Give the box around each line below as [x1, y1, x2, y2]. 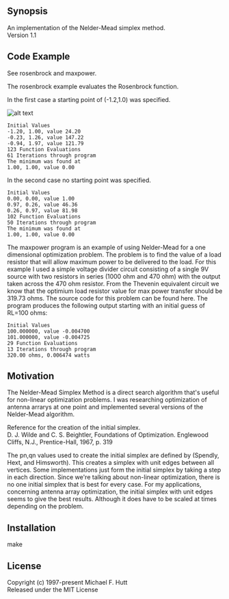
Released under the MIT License [7, 585, 98, 594]
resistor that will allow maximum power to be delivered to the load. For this [7, 257, 217, 266]
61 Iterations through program [7, 152, 96, 159]
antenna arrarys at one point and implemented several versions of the [7, 403, 204, 411]
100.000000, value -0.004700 [7, 328, 90, 335]
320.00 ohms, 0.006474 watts [7, 352, 90, 359]
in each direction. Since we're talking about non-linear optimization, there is [7, 473, 220, 481]
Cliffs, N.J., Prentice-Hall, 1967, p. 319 [7, 438, 113, 446]
